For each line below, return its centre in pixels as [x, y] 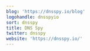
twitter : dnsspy [26, 33]
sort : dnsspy [22, 22]
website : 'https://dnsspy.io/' [44, 39]
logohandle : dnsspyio [33, 17]
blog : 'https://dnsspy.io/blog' [46, 11]
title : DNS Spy [25, 28]
